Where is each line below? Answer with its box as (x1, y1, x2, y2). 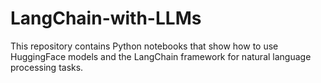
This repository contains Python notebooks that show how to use (10, 40, 279, 52)
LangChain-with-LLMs (10, 7, 202, 30)
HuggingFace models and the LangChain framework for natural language (10, 50, 312, 62)
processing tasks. (10, 61, 84, 73)
